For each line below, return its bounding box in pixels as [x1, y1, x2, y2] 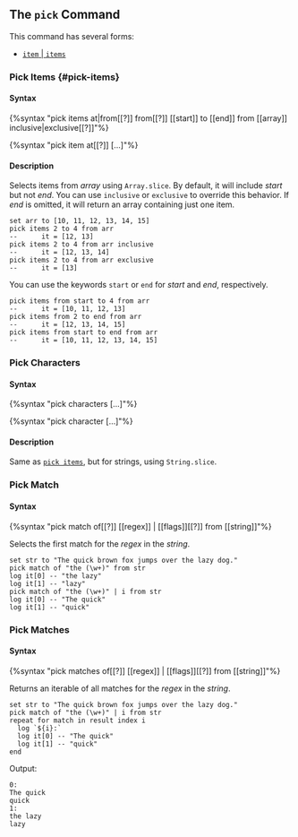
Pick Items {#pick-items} [9, 71, 121, 83]
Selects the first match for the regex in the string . [9, 538, 191, 549]
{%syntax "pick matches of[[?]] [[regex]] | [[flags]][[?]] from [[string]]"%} [9, 665, 281, 676]
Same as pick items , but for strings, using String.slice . [9, 456, 217, 467]
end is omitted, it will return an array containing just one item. [9, 199, 235, 210]
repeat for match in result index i [9, 716, 146, 725]
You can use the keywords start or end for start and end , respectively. [9, 280, 268, 290]
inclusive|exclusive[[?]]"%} [9, 122, 109, 133]
